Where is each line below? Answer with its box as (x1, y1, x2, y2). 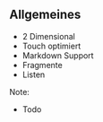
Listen (21, 69, 46, 80)
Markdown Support (21, 49, 94, 61)
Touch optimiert (21, 40, 82, 51)
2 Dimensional (21, 30, 76, 41)
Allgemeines (9, 7, 82, 22)
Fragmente (21, 59, 63, 70)
